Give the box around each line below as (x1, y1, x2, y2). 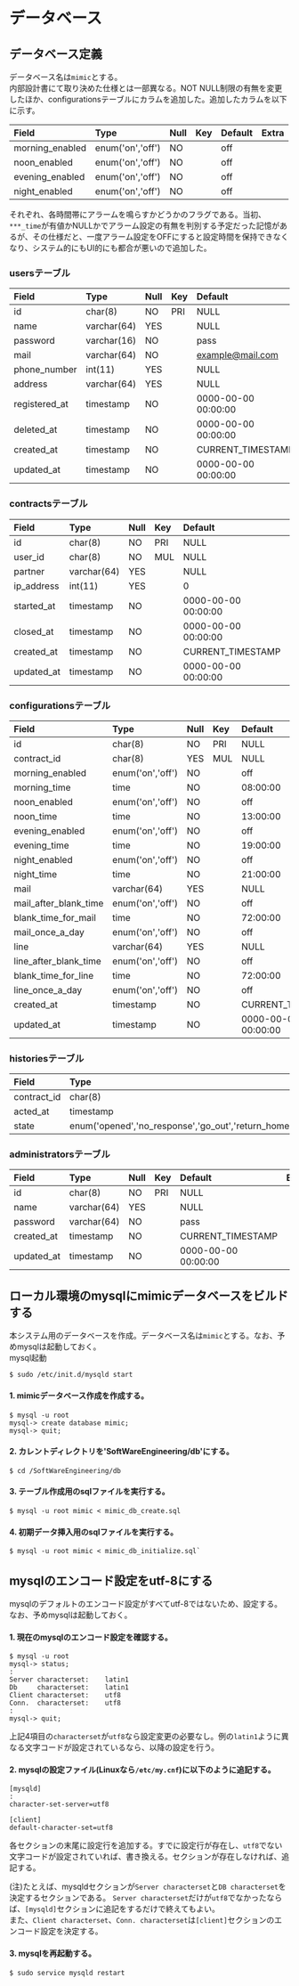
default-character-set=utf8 (9, 1823, 114, 1833)
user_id (13, 550, 44, 563)
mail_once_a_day (13, 925, 85, 938)
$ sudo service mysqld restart (9, 1968, 125, 1977)
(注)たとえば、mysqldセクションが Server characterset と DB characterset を (9, 1881, 287, 1892)
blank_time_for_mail (13, 911, 96, 924)
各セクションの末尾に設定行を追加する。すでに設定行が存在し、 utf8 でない (9, 1840, 283, 1851)
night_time (13, 867, 58, 880)
